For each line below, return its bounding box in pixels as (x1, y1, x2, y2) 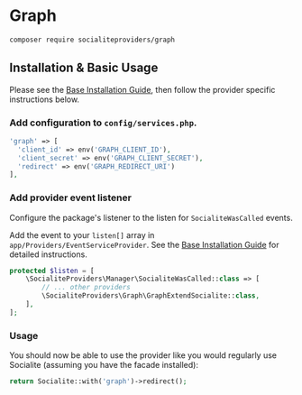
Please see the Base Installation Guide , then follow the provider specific (9, 84, 276, 95)
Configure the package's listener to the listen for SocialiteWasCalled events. (9, 212, 293, 223)
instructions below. (9, 94, 79, 105)
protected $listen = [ (9, 266, 95, 275)
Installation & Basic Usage (9, 60, 159, 76)
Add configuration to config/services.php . (9, 116, 197, 129)
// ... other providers (41, 283, 131, 292)
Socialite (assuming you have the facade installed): (9, 360, 198, 371)
